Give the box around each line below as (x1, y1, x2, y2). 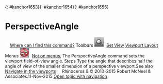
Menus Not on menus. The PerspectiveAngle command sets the (5, 53, 145, 58)
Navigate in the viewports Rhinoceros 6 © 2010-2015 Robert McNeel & (5, 68, 151, 74)
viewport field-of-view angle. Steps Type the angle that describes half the (5, 58, 153, 64)
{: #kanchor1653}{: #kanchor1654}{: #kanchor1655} (5, 4, 109, 10)
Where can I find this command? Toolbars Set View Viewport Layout (10, 42, 158, 48)
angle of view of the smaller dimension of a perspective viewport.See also (5, 63, 153, 69)
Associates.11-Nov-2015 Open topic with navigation (5, 73, 108, 79)
